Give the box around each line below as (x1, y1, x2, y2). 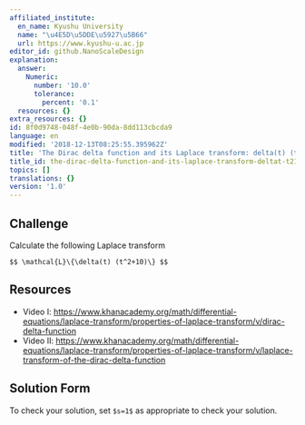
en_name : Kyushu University (17, 22, 124, 31)
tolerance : (33, 89, 75, 98)
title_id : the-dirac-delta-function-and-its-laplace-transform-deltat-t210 (9, 156, 302, 166)
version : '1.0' (9, 183, 67, 192)
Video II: (22, 335, 54, 346)
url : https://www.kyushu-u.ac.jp (17, 38, 144, 48)
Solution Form (9, 381, 91, 396)
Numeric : (25, 73, 59, 82)
